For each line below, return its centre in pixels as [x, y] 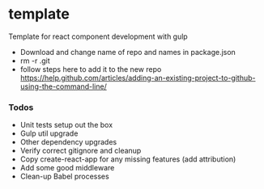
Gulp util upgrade [49, 133]
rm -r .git [35, 61]
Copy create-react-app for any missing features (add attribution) [128, 159]
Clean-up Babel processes [64, 176]
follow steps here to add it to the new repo [91, 69]
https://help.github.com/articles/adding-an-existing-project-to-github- [138, 78]
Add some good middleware [67, 168]
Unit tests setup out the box [66, 125]
